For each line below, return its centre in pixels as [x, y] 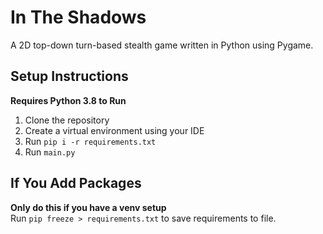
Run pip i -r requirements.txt [90, 141]
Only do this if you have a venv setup [88, 207]
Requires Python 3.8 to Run [68, 100]
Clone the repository [67, 120]
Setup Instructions [69, 76]
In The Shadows [78, 17]
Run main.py [50, 152]
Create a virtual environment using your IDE [114, 130]
